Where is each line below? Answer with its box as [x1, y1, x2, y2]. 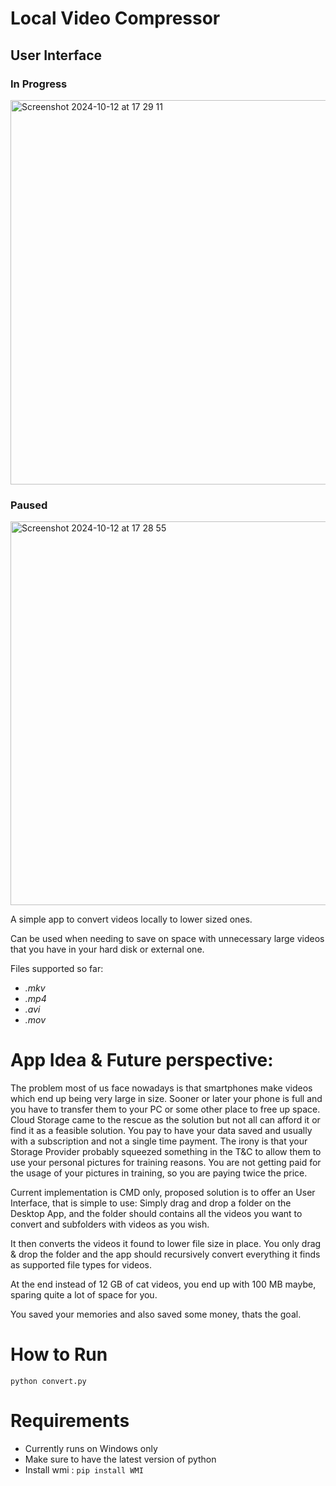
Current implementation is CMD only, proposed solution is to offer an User [10, 1187, 316, 1199]
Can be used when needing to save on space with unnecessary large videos [10, 933, 325, 945]
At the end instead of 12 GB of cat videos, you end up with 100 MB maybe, [10, 1278, 317, 1291]
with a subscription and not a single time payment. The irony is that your [10, 1135, 308, 1147]
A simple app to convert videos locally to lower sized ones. [10, 913, 253, 926]
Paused [10, 498, 48, 512]
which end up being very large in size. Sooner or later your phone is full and [10, 1093, 323, 1105]
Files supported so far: [10, 963, 104, 975]
